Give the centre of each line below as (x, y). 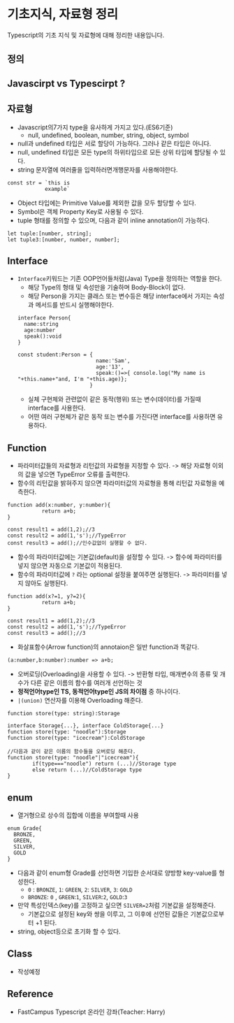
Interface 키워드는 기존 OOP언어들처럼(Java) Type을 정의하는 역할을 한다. (119, 279)
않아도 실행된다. (46, 583)
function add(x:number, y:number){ (59, 505)
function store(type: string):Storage (64, 714)
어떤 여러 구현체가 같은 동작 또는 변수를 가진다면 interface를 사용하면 (122, 417)
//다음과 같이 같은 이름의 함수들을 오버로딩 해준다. (72, 752)
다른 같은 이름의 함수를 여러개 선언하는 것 (86, 683)
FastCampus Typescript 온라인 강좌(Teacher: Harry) (91, 1012)
